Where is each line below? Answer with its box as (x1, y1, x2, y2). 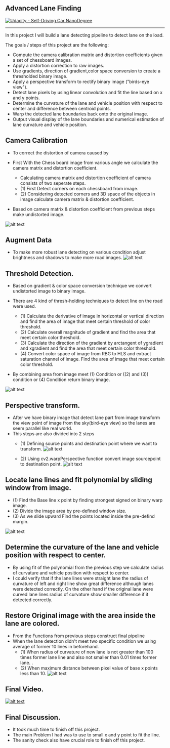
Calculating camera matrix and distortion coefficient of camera (20, 175, 151, 181)
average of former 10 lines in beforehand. (12, 643, 99, 649)
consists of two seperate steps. (20, 180, 86, 186)
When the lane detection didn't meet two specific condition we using (12, 638, 156, 644)
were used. (12, 303, 36, 309)
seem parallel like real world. (12, 425, 72, 432)
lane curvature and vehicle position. (12, 121, 88, 128)
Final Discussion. (5, 713, 61, 722)
